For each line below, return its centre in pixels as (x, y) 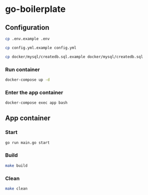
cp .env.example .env (28, 39)
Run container (23, 69)
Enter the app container (34, 92)
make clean (16, 189)
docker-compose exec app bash (37, 103)
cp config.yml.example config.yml (41, 48)
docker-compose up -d (28, 80)
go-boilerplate (36, 9)
